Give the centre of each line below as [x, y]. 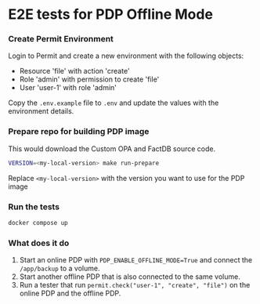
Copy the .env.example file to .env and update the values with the [114, 103]
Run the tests [34, 207]
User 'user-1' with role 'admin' [68, 88]
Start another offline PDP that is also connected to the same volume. [130, 277]
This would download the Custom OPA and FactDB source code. [112, 148]
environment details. [41, 111]
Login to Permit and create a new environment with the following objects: [126, 56]
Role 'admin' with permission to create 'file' [89, 79]
